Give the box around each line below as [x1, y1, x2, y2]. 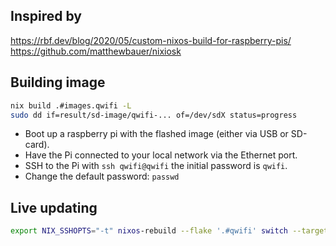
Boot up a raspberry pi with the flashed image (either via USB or [24, 128, 289, 140]
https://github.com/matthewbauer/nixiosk [10, 45, 182, 57]
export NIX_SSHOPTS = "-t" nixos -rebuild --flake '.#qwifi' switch [10, 226, 288, 236]
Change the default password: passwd [24, 170, 180, 183]
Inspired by [10, 8, 82, 25]
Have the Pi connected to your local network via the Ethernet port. [24, 149, 298, 161]
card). [24, 139, 50, 151]
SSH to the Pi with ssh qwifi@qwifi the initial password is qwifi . [24, 160, 288, 172]
